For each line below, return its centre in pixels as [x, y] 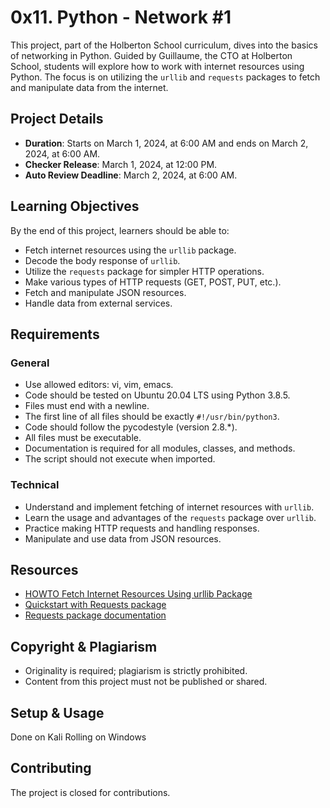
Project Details [57, 119]
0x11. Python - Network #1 [121, 17]
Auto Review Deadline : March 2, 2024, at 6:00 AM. [131, 175]
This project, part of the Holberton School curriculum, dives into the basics [164, 45]
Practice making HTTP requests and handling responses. [142, 528]
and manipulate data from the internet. [89, 87]
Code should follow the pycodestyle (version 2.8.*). [131, 427]
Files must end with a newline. [87, 406]
